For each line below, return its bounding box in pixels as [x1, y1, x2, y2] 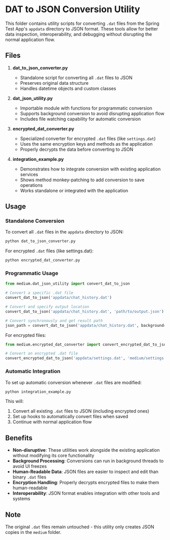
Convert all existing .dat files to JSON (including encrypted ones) [12, 408, 149, 414]
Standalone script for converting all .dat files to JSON [20, 75, 133, 81]
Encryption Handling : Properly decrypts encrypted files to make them [12, 480, 159, 486]
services [20, 171, 38, 177]
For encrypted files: [5, 332, 47, 338]
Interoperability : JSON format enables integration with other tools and [12, 490, 160, 496]
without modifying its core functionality [12, 453, 95, 459]
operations [20, 182, 43, 188]
